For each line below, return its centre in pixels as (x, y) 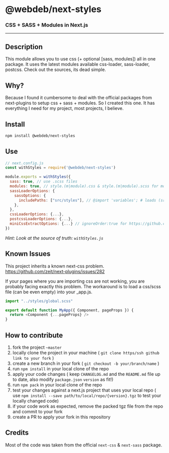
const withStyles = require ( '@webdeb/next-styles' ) (60, 168)
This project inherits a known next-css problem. (55, 266)
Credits (17, 433)
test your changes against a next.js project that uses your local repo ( (84, 390)
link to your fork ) (33, 358)
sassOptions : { (30, 196)
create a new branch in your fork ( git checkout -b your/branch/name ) (86, 363)
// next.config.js (24, 163)
